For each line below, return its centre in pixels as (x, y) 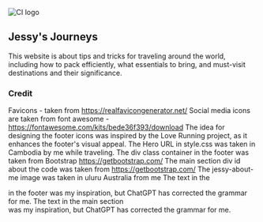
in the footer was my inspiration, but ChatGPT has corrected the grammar (128, 193)
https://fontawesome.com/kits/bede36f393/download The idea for (116, 127)
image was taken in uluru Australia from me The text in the (115, 178)
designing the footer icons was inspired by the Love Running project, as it (128, 136)
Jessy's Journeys (53, 37)
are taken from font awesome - (58, 119)
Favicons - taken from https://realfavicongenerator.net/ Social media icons (130, 111)
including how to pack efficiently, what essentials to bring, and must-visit (127, 64)
